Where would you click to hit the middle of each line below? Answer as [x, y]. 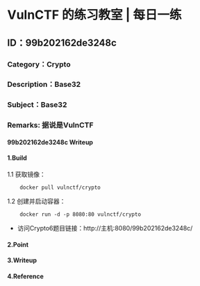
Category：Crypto [39, 64]
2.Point [18, 244]
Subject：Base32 [37, 105]
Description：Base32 [44, 85]
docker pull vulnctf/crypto [60, 188]
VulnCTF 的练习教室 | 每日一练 [94, 15]
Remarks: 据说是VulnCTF [50, 125]
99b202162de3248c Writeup [50, 142]
